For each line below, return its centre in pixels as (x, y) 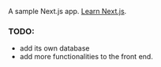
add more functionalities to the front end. (86, 57)
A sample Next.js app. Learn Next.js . (67, 11)
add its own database (54, 48)
